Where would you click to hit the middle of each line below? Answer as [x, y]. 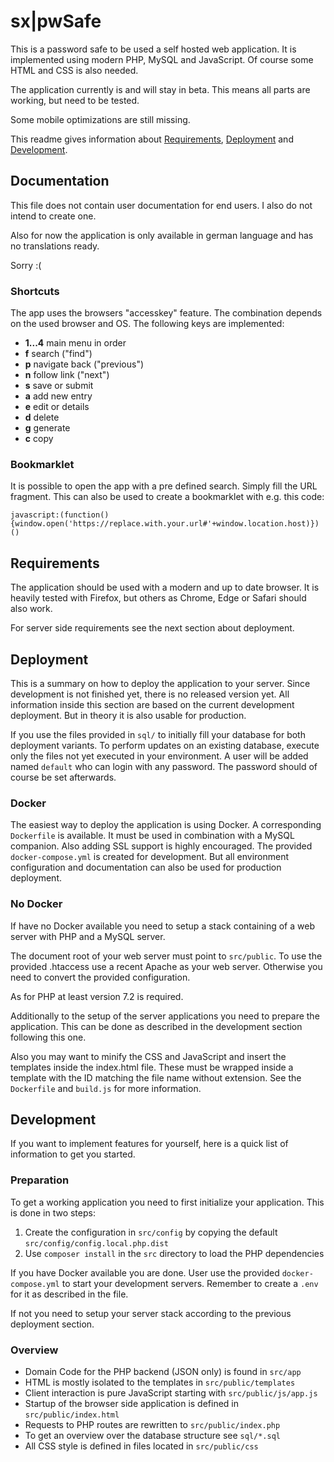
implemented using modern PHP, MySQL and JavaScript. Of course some [162, 59]
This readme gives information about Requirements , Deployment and [152, 139]
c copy [39, 439]
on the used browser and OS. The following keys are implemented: [147, 324]
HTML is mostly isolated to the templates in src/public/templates [160, 1382]
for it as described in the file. [69, 1294]
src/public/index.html [72, 1415]
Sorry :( [26, 265]
